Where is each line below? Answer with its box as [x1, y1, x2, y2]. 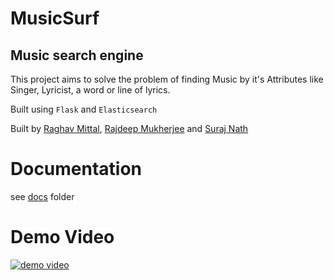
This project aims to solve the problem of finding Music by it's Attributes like [10, 73, 324, 85]
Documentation [10, 158, 143, 181]
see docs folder [10, 190, 75, 202]
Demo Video [10, 226, 115, 249]
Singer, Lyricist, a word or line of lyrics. [10, 84, 171, 96]
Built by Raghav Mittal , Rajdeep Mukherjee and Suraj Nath [10, 123, 249, 134]
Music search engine [10, 47, 144, 64]
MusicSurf [10, 7, 100, 30]
